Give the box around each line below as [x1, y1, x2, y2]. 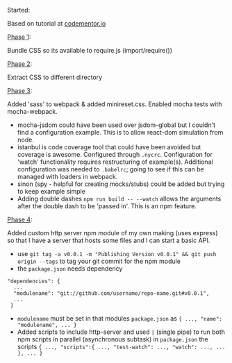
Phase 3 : [7, 87, 33, 94]
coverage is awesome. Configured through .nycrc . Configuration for [17, 151, 213, 158]
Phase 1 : [7, 33, 31, 41]
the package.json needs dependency [17, 264, 123, 273]
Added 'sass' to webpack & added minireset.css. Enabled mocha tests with [7, 100, 222, 108]
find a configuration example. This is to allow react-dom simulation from [17, 128, 224, 136]
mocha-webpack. [7, 108, 58, 115]
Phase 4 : [7, 215, 33, 223]
